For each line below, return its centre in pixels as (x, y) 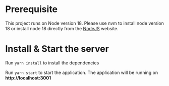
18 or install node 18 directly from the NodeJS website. (62, 28)
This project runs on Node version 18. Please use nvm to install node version (84, 23)
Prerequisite (32, 9)
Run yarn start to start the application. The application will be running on (82, 72)
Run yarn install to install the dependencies (52, 63)
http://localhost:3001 (28, 78)
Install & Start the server (57, 49)
